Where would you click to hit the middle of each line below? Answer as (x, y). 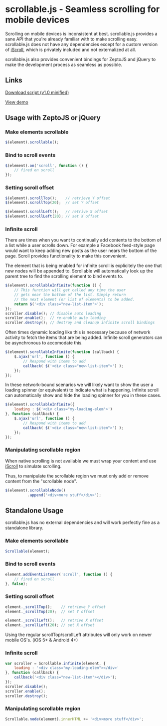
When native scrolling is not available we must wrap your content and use (81, 460)
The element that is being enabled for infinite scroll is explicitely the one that (83, 265)
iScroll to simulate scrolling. (33, 466)
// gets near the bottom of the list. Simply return (70, 295)
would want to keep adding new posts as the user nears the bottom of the (81, 250)
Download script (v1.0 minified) (37, 92)
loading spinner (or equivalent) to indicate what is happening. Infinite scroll (82, 390)
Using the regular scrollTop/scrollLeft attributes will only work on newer (79, 635)
